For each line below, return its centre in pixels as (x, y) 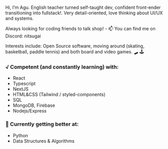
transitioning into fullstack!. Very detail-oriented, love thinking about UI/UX (84, 13)
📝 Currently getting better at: (42, 124)
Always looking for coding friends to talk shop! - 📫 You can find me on (80, 29)
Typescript (24, 84)
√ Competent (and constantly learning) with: (62, 67)
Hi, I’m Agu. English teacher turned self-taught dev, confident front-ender (83, 7)
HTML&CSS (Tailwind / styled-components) (59, 95)
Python (20, 135)
